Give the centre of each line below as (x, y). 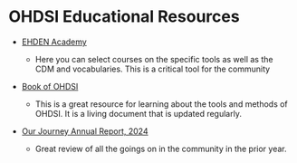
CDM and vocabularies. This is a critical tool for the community (153, 69)
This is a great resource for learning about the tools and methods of (162, 104)
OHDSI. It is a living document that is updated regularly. (138, 113)
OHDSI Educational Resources (125, 17)
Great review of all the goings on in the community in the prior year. (161, 149)
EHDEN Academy (54, 42)
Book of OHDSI (50, 86)
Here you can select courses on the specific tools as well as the (154, 59)
